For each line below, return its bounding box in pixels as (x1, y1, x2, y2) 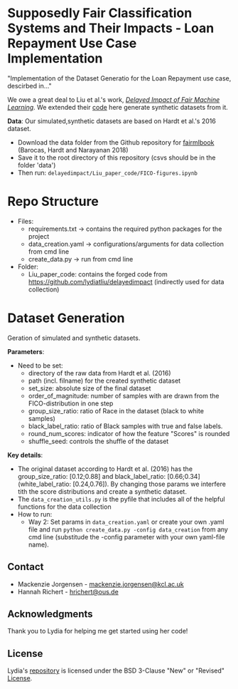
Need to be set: (17, 361, 63, 370)
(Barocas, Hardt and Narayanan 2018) (17, 145, 129, 154)
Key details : (7, 450, 43, 459)
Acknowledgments (7, 608, 94, 621)
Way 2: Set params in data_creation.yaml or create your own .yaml (28, 517, 225, 526)
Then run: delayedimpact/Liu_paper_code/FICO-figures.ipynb (17, 168, 198, 177)
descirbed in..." (7, 81, 52, 90)
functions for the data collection (17, 502, 112, 511)
